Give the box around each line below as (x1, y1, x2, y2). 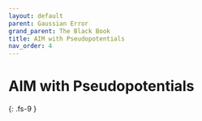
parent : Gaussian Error (8, 19, 89, 28)
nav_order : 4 (8, 42, 53, 50)
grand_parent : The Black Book (8, 27, 111, 35)
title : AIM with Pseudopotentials (8, 34, 126, 43)
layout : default (8, 11, 63, 20)
